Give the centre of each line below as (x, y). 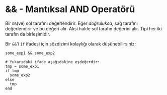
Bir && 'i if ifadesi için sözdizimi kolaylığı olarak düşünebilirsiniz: (71, 43)
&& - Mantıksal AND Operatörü (70, 9)
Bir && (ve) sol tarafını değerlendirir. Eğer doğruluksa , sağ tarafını (72, 23)
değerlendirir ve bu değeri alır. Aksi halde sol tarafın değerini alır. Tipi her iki (83, 28)
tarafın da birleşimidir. (28, 34)
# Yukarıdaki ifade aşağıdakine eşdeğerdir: (53, 62)
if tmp (12, 71)
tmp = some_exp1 (22, 66)
